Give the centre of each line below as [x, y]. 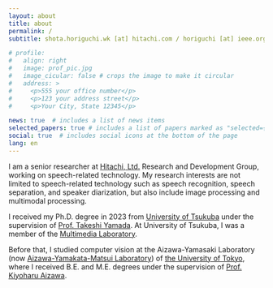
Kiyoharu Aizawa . [38, 275]
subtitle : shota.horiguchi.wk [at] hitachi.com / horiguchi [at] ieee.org [138, 39]
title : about [30, 24]
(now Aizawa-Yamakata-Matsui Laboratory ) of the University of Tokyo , [127, 258]
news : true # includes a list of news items [87, 121]
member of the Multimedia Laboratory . [73, 234]
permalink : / [30, 31]
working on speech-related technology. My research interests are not [125, 174]
